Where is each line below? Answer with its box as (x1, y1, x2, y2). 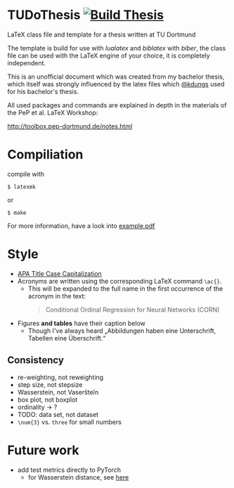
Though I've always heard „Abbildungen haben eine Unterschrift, (27, 327, 216, 335)
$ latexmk (7, 183, 37, 190)
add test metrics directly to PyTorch (17, 466, 122, 474)
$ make (7, 209, 27, 216)
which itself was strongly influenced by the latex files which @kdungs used (7, 79, 225, 88)
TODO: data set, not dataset (17, 410, 99, 418)
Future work (7, 442, 79, 458)
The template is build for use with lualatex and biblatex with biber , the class (7, 44, 226, 52)
